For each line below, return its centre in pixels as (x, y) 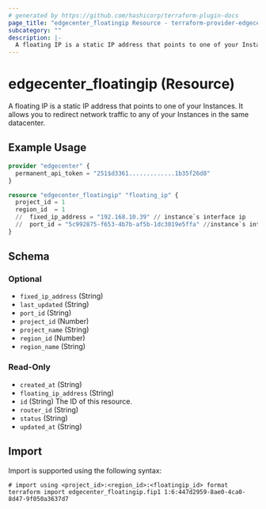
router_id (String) (49, 409)
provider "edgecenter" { (49, 166)
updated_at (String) (51, 426)
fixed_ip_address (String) (61, 296)
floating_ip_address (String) (67, 393)
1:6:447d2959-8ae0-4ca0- (205, 492)
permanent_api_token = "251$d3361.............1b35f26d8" (113, 173)
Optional (25, 279)
